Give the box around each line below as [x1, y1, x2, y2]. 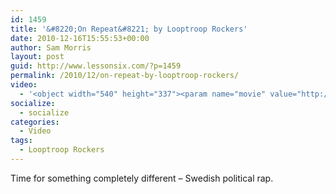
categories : [10, 117, 60, 127]
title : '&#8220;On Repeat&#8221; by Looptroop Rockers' [10, 24, 248, 34]
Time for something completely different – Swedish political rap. [10, 172, 274, 184]
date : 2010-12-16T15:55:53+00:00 [10, 33, 150, 43]
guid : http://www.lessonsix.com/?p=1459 [10, 61, 182, 71]
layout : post [10, 52, 65, 62]
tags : [10, 136, 33, 146]
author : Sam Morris [10, 42, 92, 53]
